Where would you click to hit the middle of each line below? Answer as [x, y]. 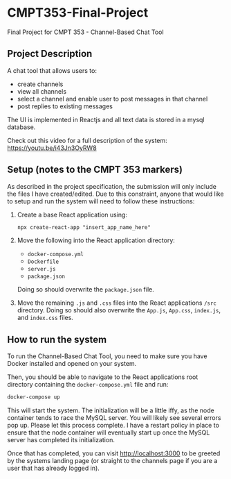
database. [21, 127]
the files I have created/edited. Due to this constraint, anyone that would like [115, 194]
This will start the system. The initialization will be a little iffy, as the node [111, 410]
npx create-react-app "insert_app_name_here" [84, 227]
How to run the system [57, 339]
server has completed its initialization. [61, 440]
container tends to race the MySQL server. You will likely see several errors [114, 418]
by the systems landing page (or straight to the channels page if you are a [112, 461]
